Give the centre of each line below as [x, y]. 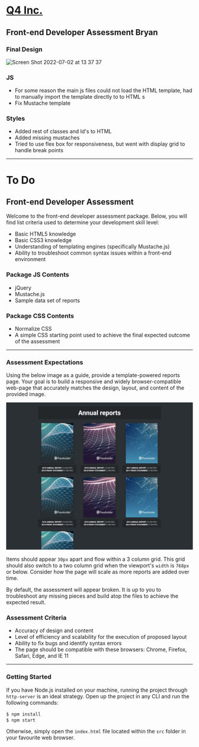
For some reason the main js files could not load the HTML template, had [103, 90]
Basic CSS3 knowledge [43, 240]
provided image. [26, 394]
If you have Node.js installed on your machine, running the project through [97, 690]
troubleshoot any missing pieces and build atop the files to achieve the [92, 596]
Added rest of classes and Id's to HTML [63, 131]
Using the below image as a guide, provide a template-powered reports [93, 375]
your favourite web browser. [41, 737]
